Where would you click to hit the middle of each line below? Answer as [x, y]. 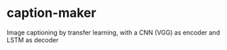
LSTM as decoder [33, 39]
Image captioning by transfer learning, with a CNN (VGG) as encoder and [113, 32]
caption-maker [51, 13]
